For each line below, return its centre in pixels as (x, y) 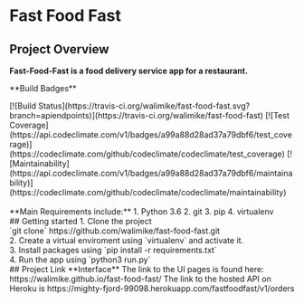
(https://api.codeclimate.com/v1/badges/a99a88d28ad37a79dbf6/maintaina (151, 173)
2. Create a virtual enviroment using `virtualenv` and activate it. (127, 240)
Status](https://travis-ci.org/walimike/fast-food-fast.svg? (144, 106)
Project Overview (59, 49)
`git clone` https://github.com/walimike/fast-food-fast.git (114, 231)
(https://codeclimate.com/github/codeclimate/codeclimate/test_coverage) (147, 154)
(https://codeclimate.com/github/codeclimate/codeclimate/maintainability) (148, 192)
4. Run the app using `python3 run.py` (80, 260)
